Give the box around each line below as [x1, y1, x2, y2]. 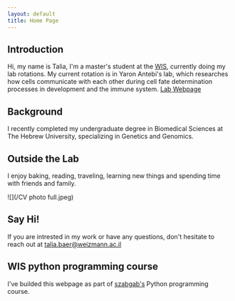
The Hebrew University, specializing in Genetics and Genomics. [7, 132, 194, 141]
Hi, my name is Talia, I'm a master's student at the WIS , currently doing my [7, 62, 226, 71]
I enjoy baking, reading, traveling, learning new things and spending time [7, 171, 221, 180]
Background [7, 105, 63, 117]
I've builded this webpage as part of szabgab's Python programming [7, 279, 209, 288]
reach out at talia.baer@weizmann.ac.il [7, 240, 122, 248]
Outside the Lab [7, 152, 80, 164]
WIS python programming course [7, 260, 159, 273]
